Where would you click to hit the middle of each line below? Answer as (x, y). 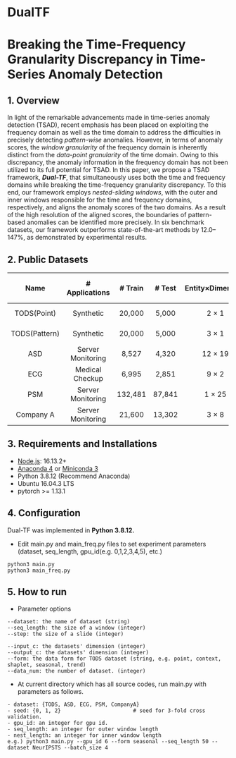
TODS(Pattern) (35, 334)
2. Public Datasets (48, 259)
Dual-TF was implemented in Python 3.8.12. (71, 530)
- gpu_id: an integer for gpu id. (58, 723)
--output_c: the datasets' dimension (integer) (78, 653)
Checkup (88, 378)
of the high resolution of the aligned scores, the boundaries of (97, 215)
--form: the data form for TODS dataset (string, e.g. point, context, (114, 659)
